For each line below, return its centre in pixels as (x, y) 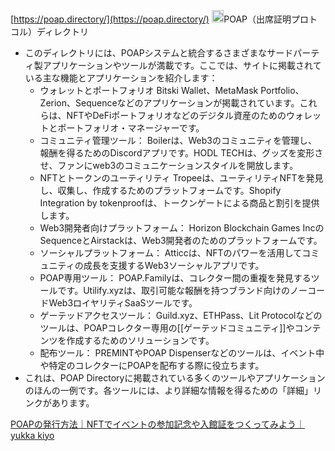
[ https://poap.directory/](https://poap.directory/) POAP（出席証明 (151, 19)
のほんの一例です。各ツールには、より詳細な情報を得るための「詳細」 (169, 390)
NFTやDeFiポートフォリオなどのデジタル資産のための (176, 115)
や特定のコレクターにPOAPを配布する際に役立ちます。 (152, 365)
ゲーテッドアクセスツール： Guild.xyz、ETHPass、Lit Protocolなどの (181, 315)
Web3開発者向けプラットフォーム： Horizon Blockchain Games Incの (182, 227)
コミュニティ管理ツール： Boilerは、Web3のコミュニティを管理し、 (178, 140)
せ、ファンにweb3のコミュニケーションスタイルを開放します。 (169, 165)
